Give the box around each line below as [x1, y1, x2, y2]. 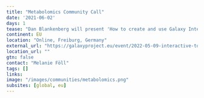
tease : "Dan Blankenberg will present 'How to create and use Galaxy [6, 26, 186, 32]
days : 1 [6, 20, 26, 26]
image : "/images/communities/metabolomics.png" [6, 77, 129, 83]
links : [6, 71, 23, 77]
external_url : [6, 43, 42, 49]
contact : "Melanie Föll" [6, 60, 69, 66]
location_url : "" [6, 49, 50, 55]
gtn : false [6, 54, 34, 60]
